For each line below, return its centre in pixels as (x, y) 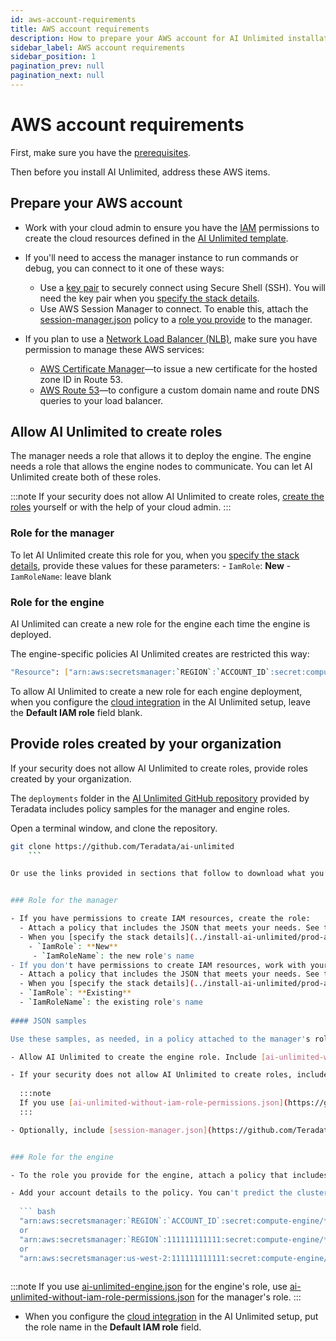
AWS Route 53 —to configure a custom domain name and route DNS (179, 390)
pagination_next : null (57, 76)
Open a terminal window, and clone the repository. (114, 828)
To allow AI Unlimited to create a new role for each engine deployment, (156, 691)
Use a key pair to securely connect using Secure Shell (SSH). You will (183, 287)
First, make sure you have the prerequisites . (101, 152)
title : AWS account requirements (80, 29)
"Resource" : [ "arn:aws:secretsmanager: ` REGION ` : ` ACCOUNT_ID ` (140, 672)
